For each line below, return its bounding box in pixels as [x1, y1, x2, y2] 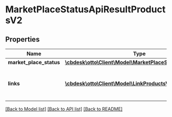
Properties [5, 35, 40, 44]
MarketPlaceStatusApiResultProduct [5, 4, 166, 15]
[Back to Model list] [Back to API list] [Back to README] [5, 106, 123, 112]
